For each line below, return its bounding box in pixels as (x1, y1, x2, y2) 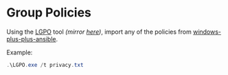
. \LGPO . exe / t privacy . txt (6, 61, 84, 68)
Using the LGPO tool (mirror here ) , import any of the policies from (6, 28, 192, 36)
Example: (6, 48, 33, 56)
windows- (192, 28, 221, 36)
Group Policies (6, 5, 92, 21)
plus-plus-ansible (6, 34, 56, 43)
